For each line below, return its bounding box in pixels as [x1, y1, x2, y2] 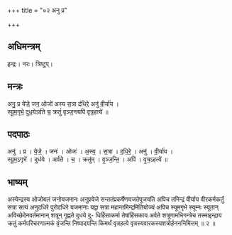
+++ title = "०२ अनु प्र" [7, 6, 67, 14]
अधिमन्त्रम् [7, 40, 40, 53]
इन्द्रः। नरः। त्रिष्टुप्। [7, 60, 53, 68]
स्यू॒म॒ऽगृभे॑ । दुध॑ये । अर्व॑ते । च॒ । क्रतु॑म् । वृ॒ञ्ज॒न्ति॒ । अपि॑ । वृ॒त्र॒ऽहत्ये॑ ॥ [7, 155, 168, 164]
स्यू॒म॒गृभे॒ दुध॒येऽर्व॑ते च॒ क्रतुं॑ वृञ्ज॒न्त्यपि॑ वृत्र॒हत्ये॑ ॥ [7, 107, 109, 116]
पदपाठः [7, 129, 31, 141]
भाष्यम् [7, 176, 28, 188]
